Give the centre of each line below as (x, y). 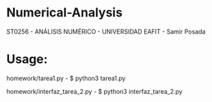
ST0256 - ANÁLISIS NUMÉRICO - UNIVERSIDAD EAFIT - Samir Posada (106, 31)
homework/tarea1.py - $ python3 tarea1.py (66, 78)
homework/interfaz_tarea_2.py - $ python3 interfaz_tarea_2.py (94, 91)
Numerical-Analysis (65, 13)
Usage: (27, 59)
